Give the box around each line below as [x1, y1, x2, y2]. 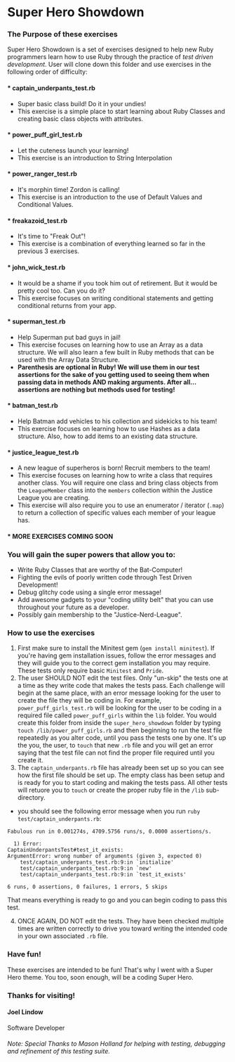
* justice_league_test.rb [7, 448, 79, 456]
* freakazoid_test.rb [7, 216, 68, 225]
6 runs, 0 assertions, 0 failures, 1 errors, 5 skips [7, 883, 168, 890]
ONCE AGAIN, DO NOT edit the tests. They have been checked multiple [17, 917, 224, 926]
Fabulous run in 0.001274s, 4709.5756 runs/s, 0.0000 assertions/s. [7, 828, 212, 836]
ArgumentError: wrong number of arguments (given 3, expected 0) [7, 852, 202, 860]
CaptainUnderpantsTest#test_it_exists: [7, 847, 124, 854]
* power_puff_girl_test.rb [7, 131, 83, 139]
